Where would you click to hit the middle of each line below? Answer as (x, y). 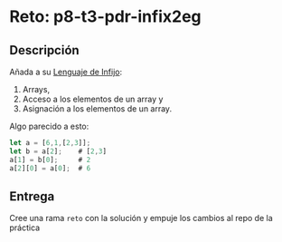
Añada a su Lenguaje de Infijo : (66, 72)
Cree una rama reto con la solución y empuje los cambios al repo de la (141, 218)
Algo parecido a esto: (49, 126)
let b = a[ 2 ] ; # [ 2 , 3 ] (58, 151)
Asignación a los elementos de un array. (97, 109)
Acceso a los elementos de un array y (93, 99)
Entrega (32, 196)
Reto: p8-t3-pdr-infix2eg (105, 17)
